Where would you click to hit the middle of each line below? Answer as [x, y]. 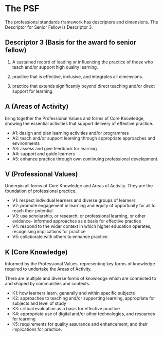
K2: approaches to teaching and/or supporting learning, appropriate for [83, 298]
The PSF [22, 9]
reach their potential [32, 211]
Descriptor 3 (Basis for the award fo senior [71, 43]
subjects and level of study [39, 303]
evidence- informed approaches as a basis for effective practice [77, 221]
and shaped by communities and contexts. [48, 284]
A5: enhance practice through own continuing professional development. [85, 159]
